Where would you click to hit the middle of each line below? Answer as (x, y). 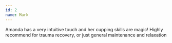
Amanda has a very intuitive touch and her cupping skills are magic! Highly (84, 29)
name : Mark (17, 15)
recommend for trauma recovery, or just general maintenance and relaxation (86, 35)
